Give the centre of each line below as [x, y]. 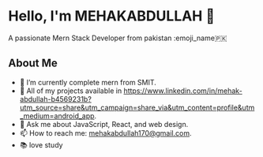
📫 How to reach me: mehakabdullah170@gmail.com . [105, 133]
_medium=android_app [57, 116]
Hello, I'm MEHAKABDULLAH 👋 [112, 16]
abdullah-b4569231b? [56, 99]
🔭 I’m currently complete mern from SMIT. [88, 82]
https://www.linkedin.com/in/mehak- [183, 91]
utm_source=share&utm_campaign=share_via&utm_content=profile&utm [137, 107]
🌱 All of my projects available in [71, 91]
